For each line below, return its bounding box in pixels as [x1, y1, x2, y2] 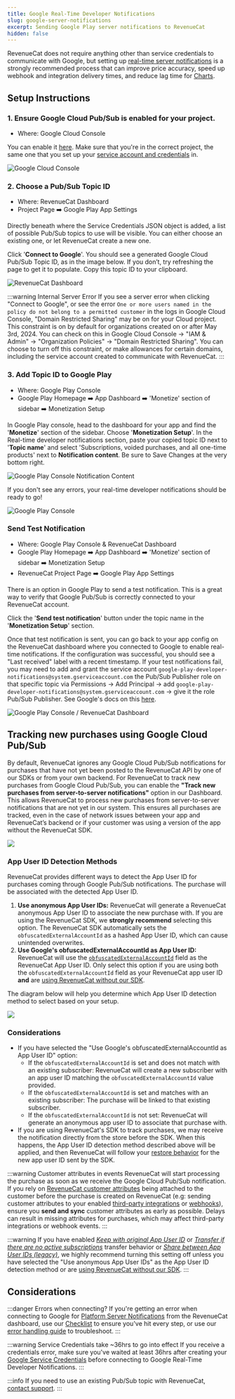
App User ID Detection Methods [7, 856, 118, 866]
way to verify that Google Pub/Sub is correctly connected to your [7, 593, 196, 601]
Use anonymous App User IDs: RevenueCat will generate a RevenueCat [17, 901, 227, 909]
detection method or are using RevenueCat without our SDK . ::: [7, 1265, 189, 1274]
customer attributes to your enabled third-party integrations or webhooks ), [7, 1199, 223, 1208]
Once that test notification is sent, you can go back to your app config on [7, 635, 219, 643]
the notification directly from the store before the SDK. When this [17, 1134, 206, 1142]
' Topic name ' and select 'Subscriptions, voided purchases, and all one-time [7, 443, 227, 451]
